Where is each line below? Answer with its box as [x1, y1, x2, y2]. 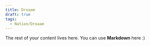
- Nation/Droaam [10, 21, 44, 26]
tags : [5, 16, 17, 21]
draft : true [5, 12, 31, 17]
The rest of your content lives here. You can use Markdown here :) [5, 35, 145, 41]
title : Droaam [5, 7, 36, 12]
